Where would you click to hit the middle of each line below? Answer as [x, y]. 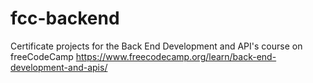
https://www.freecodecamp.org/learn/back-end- [176, 56]
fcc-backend [65, 18]
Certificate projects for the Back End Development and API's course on [156, 46]
